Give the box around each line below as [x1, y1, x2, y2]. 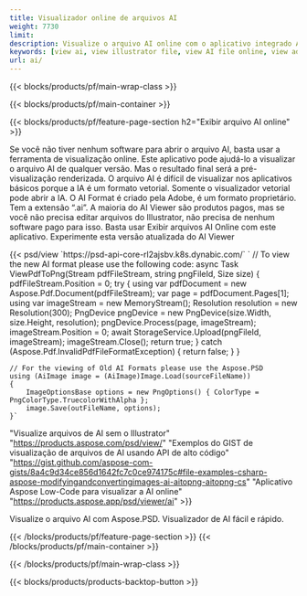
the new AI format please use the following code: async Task [9, 259, 239, 270]
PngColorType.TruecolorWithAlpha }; [9, 396, 149, 405]
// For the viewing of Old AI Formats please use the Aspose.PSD [9, 364, 263, 373]
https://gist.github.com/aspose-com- [13, 457, 153, 467]
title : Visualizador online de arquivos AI [9, 13, 178, 23]
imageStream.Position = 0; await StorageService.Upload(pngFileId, [9, 326, 262, 337]
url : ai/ [9, 56, 43, 65]
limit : [9, 30, 35, 39]
